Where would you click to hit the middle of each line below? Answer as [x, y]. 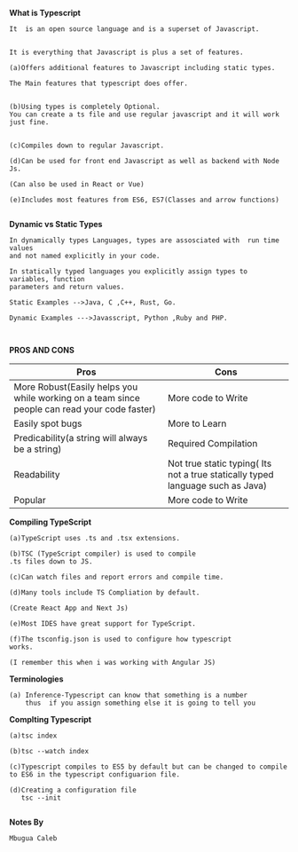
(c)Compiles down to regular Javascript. [87, 146]
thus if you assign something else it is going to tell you [140, 703]
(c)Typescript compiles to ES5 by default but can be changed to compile [149, 767]
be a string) [38, 449]
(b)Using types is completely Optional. [85, 106]
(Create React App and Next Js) [69, 608]
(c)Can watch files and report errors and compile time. [117, 577]
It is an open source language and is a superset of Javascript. [134, 29]
